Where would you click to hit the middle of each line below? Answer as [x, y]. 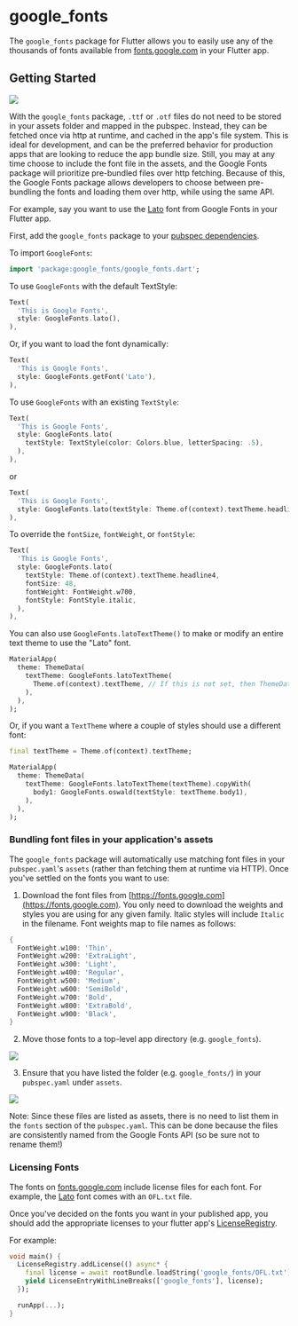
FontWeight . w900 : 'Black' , [67, 1014]
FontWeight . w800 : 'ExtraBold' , [75, 1006]
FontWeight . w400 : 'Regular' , [71, 973]
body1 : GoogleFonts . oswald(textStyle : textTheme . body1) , [140, 792]
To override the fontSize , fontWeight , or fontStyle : [102, 534]
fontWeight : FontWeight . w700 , [81, 592]
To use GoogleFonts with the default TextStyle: [93, 286]
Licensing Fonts [44, 1167]
